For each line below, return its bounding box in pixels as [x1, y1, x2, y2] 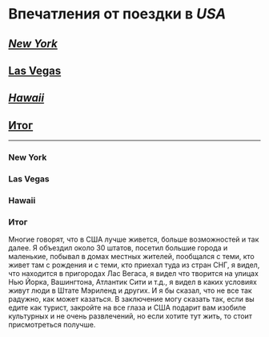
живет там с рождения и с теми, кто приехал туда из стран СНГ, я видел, [8, 260, 260, 270]
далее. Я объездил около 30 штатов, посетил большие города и [8, 243, 228, 253]
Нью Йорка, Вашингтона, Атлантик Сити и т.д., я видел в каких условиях [8, 278, 258, 287]
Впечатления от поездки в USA [8, 5, 227, 23]
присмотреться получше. [8, 320, 96, 330]
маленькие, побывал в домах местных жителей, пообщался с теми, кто [8, 252, 255, 262]
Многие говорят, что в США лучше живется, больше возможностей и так [8, 234, 259, 245]
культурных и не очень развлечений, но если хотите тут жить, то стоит [8, 311, 252, 321]
